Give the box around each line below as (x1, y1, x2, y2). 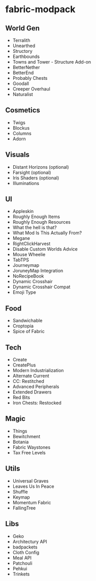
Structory (12, 48, 33, 54)
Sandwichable (12, 318, 43, 324)
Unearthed (12, 43, 36, 49)
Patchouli (12, 560, 33, 566)
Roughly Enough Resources (12, 219, 71, 225)
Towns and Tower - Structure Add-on (12, 59, 91, 65)
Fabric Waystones (12, 444, 51, 450)
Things (12, 428, 27, 434)
